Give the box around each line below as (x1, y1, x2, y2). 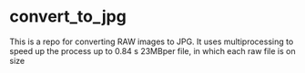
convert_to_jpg (9, 6, 127, 27)
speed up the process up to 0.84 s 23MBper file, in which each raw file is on (9, 45, 296, 56)
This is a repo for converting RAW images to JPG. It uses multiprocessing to (9, 36, 294, 47)
